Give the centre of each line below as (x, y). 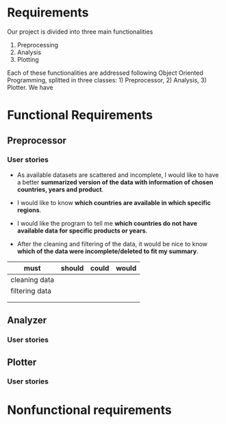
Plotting (28, 59)
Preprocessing (38, 45)
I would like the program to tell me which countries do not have (107, 223)
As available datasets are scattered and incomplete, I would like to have (118, 175)
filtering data (31, 291)
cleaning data (33, 279)
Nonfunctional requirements (90, 410)
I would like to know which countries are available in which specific (114, 202)
